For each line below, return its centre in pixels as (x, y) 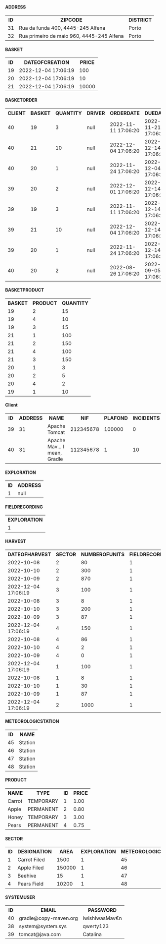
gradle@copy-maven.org (48, 918)
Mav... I (56, 447)
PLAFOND (116, 418)
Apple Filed (31, 868)
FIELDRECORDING (24, 507)
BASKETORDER (21, 100)
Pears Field (30, 884)
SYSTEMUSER (20, 897)
